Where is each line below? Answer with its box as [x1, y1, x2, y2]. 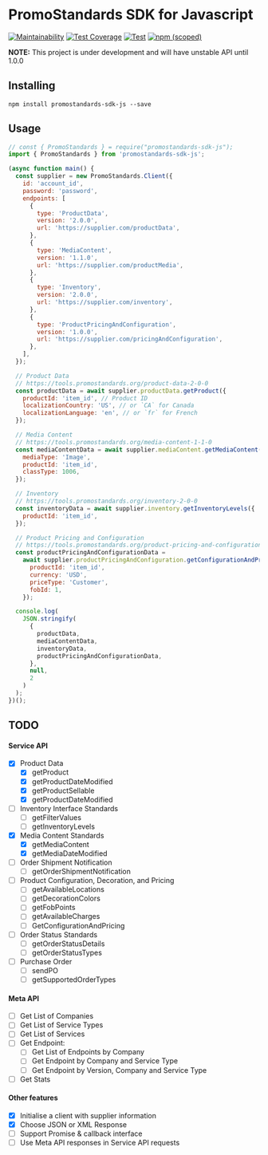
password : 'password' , [22, 187, 98, 195]
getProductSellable [31, 786, 95, 795]
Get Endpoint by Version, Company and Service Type [31, 1065, 207, 1074]
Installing [8, 79, 56, 93]
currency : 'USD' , [29, 570, 88, 579]
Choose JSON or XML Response [19, 1119, 128, 1129]
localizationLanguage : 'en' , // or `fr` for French [22, 409, 198, 417]
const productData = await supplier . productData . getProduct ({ [15, 387, 227, 395]
